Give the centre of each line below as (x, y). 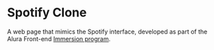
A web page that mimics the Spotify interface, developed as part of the (107, 32)
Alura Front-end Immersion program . (59, 38)
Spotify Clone (47, 13)
